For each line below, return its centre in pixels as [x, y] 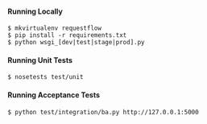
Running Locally [35, 11]
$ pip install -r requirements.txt [67, 35]
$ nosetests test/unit [46, 77]
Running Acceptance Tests [54, 95]
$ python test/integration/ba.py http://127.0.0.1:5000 [103, 112]
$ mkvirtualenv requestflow [55, 28]
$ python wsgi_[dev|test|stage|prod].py [77, 43]
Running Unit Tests [40, 60]
